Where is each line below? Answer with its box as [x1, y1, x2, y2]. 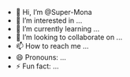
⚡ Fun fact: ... [15, 61, 59, 71]
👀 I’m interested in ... [15, 16, 83, 25]
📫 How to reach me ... [15, 42, 89, 50]
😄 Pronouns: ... [15, 53, 67, 62]
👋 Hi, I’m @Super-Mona [15, 8, 92, 16]
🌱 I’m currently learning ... [15, 24, 100, 33]
